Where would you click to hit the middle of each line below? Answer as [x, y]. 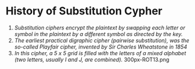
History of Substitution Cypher [84, 11]
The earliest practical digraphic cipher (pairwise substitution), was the [102, 40]
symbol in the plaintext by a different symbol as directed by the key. [98, 34]
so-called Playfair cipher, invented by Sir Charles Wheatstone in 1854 [101, 47]
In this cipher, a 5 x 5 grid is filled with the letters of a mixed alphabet [100, 53]
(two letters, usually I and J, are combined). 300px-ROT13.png [92, 59]
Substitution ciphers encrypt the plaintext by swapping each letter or [100, 28]
